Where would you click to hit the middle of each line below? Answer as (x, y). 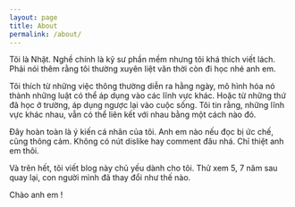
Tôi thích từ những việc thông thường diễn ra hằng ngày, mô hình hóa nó (142, 87)
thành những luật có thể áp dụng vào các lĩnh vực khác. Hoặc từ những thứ (147, 95)
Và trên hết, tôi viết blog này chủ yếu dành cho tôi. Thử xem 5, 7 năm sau (143, 168)
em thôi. (25, 151)
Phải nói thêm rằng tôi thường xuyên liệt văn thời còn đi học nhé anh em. (143, 69)
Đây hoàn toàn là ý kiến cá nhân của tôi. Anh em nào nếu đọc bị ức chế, (142, 132)
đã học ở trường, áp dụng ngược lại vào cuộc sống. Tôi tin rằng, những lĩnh (147, 105)
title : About (34, 26)
